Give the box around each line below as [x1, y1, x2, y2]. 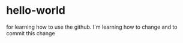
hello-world [6, 4, 66, 17]
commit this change [6, 29, 55, 36]
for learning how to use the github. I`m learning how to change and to [6, 23, 178, 30]
